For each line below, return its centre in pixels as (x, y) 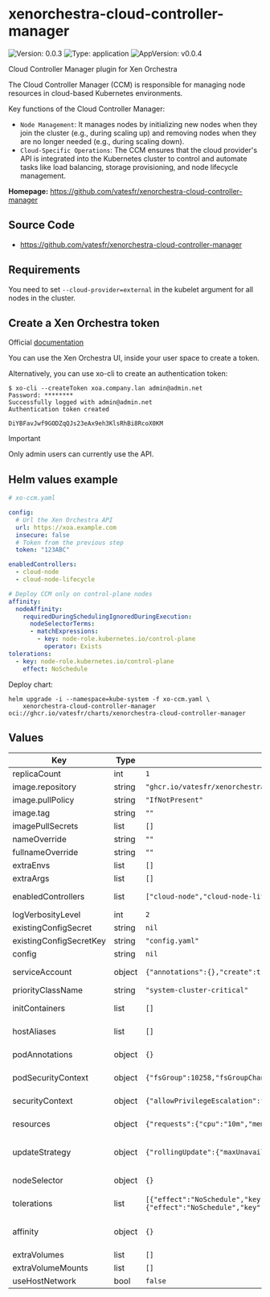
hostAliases (34, 1031)
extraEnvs (31, 865)
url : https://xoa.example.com (66, 527)
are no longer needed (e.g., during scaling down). (102, 141)
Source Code (41, 225)
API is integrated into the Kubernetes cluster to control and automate (133, 159)
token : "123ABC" (43, 550)
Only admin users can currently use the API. (81, 454)
